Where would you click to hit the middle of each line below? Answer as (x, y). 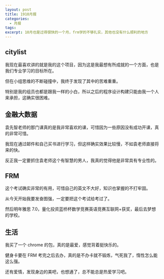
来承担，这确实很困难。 (29, 97)
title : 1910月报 (21, 14)
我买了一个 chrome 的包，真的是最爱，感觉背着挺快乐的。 (63, 245)
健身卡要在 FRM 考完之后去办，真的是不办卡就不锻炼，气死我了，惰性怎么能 (81, 256)
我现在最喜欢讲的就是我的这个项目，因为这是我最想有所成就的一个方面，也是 (82, 65)
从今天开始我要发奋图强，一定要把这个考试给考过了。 (59, 199)
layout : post (18, 10)
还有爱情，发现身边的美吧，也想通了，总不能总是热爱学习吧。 (67, 272)
